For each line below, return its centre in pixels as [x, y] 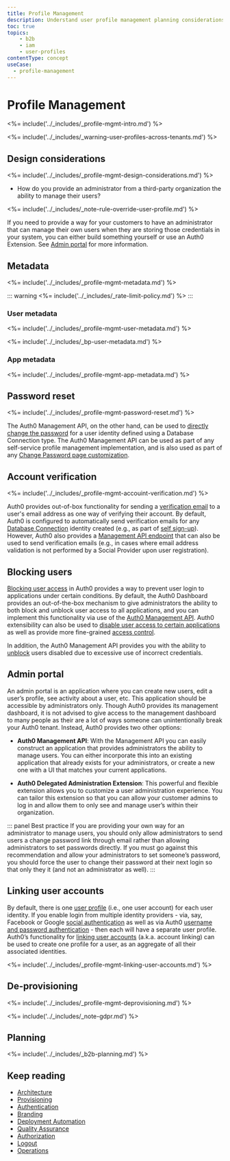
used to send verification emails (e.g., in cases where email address [103, 543]
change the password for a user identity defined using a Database [100, 433]
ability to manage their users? [59, 196]
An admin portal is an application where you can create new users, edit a [110, 691]
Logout [27, 1143]
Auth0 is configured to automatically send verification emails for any [103, 521]
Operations [33, 1151]
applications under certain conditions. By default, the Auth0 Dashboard [107, 596]
